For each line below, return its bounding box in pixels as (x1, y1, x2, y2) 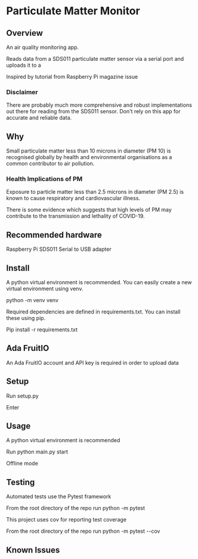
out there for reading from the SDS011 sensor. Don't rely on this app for (6, 108, 181, 115)
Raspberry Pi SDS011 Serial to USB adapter (6, 246, 112, 253)
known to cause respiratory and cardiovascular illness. (6, 195, 141, 202)
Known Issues (6, 545, 60, 555)
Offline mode (6, 460, 39, 467)
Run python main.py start (6, 448, 69, 455)
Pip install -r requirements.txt (6, 326, 78, 333)
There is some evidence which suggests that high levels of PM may (6, 206, 172, 213)
